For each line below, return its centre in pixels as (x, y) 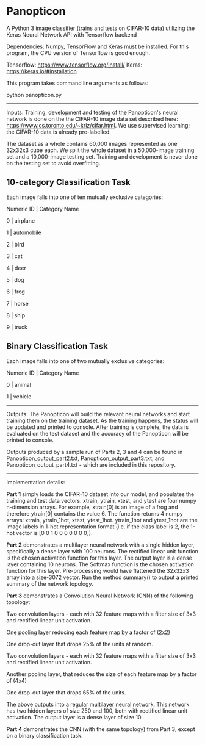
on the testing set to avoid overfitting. (53, 163)
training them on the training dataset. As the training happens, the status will (102, 420)
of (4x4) (17, 680)
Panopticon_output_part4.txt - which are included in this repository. (91, 464)
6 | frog (16, 292)
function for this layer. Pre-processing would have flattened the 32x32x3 (98, 570)
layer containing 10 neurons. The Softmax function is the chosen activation (100, 564)
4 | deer (16, 268)
